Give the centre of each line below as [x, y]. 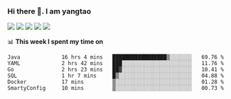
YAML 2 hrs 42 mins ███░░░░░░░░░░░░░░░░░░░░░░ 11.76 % [116, 64]
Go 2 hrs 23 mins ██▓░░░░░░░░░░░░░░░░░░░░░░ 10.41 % [116, 70]
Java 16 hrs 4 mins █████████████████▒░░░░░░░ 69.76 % [116, 57]
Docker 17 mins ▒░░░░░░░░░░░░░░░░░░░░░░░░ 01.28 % [116, 82]
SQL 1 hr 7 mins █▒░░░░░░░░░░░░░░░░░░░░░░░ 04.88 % [116, 76]
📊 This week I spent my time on [55, 42]
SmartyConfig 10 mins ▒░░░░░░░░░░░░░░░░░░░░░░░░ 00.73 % [116, 88]
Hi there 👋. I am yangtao [49, 11]
